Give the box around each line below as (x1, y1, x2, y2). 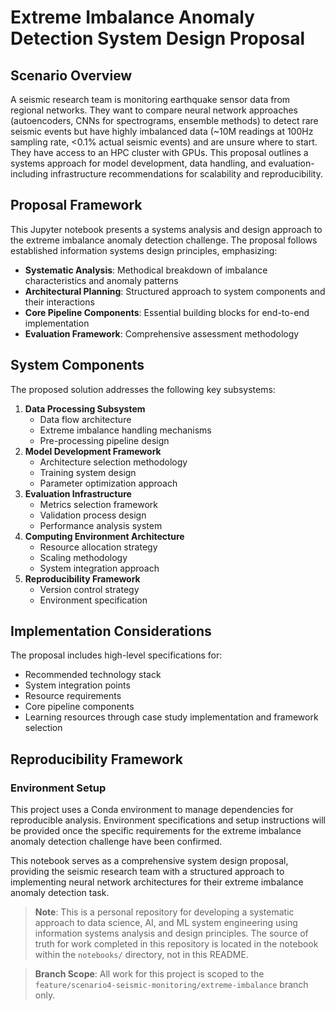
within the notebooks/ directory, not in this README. (34, 949, 249, 961)
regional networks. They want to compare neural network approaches (10, 104, 299, 116)
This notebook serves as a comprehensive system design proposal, (10, 855, 289, 867)
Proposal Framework (10, 197, 143, 214)
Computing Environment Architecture (24, 530, 185, 542)
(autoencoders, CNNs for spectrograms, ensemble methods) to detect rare (10, 115, 319, 126)
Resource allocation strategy (39, 541, 158, 553)
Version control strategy (39, 583, 140, 595)
